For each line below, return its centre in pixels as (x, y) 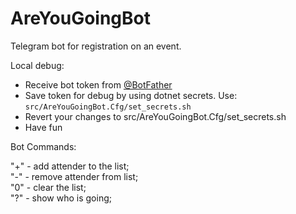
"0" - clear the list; (48, 187)
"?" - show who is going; (61, 198)
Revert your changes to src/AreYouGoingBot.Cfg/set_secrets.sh (155, 116)
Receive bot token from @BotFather (98, 84)
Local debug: (37, 65)
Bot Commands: (43, 146)
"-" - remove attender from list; (74, 176)
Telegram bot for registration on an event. (96, 46)
